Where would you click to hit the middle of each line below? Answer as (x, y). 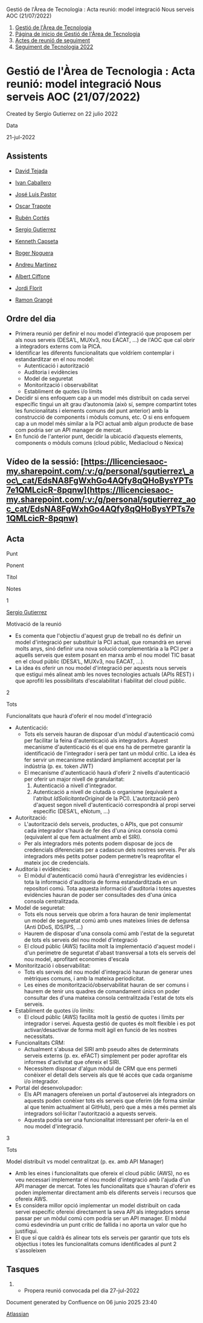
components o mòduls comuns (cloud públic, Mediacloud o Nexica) (99, 442)
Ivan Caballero (33, 182)
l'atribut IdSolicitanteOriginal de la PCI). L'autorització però (106, 798)
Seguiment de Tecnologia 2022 (54, 47)
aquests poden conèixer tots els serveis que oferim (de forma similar (110, 1100)
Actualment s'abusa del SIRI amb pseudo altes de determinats (101, 1049)
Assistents (27, 156)
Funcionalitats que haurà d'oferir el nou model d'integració (79, 716)
